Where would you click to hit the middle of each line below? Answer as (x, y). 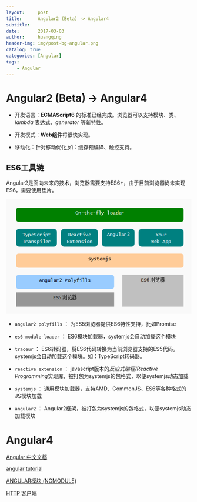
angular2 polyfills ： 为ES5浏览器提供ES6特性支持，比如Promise (95, 324)
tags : (13, 62)
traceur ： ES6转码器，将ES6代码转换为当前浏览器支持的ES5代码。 (96, 349)
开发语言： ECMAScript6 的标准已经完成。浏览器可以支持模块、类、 (97, 115)
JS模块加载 (28, 396)
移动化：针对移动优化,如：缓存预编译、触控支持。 (75, 148)
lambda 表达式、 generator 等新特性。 (61, 122)
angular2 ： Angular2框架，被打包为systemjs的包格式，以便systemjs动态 (103, 409)
